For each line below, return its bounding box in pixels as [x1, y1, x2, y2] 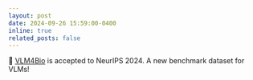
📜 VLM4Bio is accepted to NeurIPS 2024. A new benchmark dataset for [8, 56, 245, 66]
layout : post [8, 11, 52, 20]
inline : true [8, 26, 52, 34]
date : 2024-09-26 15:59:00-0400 [8, 19, 116, 27]
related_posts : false [8, 34, 81, 42]
